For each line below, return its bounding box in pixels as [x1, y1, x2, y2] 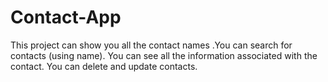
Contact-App [10, 6, 122, 29]
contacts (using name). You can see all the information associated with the [10, 49, 318, 61]
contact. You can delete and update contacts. [10, 60, 198, 72]
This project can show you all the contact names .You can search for [10, 39, 293, 51]
